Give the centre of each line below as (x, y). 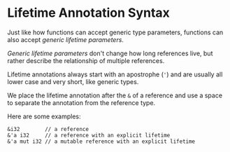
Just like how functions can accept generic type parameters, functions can (115, 32)
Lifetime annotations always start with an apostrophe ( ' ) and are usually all (115, 74)
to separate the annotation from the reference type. (81, 102)
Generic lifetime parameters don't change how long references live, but (110, 53)
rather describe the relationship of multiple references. (86, 60)
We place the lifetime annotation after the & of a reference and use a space (115, 95)
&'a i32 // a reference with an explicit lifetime (89, 135)
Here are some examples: (44, 116)
